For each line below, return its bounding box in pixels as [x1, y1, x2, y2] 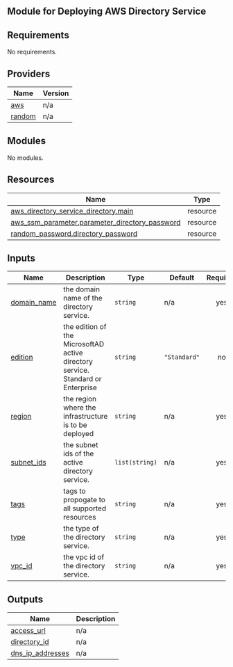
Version [42, 88, 69, 98]
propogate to [63, 495, 106, 505]
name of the [63, 294, 103, 303]
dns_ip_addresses [10, 648, 69, 658]
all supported [63, 504, 106, 513]
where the [63, 403, 96, 412]
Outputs [7, 593, 44, 605]
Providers [7, 67, 51, 79]
